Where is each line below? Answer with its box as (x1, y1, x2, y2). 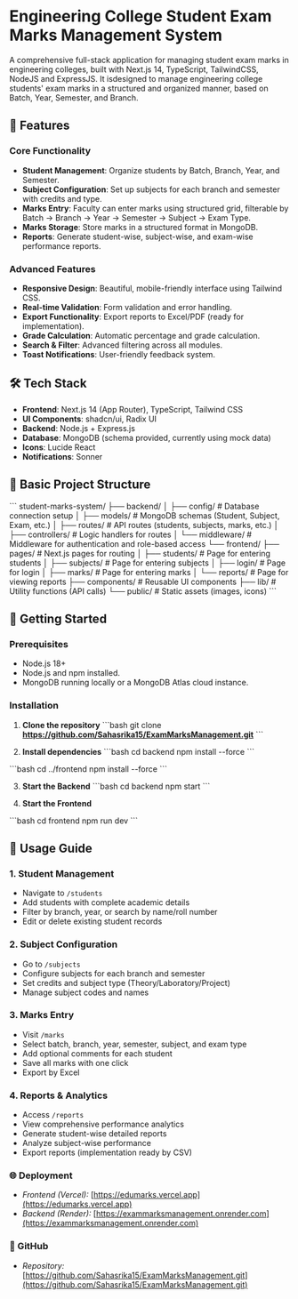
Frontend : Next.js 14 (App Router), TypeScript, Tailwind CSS (21, 404, 243, 414)
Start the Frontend (21, 798, 92, 808)
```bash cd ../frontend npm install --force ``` (9, 763, 167, 774)
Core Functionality (9, 145, 92, 157)
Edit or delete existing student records (21, 916, 163, 926)
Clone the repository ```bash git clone (21, 719, 162, 730)
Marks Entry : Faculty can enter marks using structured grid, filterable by (21, 203, 289, 213)
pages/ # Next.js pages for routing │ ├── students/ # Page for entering (9, 548, 271, 558)
